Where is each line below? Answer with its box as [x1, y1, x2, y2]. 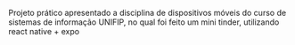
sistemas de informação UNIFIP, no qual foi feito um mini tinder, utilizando [8, 17, 280, 27]
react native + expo [8, 26, 80, 36]
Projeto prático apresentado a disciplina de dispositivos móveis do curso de [8, 8, 287, 18]
